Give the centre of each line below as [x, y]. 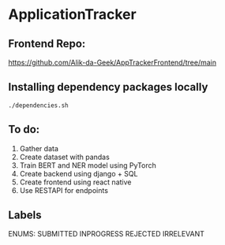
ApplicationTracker [72, 15]
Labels [25, 215]
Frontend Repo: [47, 44]
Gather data [39, 148]
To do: [24, 130]
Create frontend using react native [75, 182]
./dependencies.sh [38, 105]
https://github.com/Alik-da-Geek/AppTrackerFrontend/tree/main [112, 62]
